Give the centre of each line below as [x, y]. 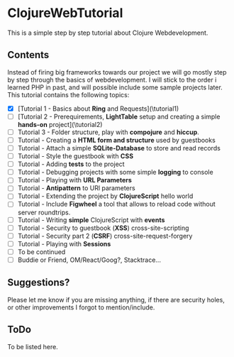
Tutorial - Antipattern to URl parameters [77, 188]
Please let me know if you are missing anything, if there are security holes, [116, 300]
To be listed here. [33, 346]
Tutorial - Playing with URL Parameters [75, 180]
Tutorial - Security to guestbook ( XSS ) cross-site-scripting [103, 228]
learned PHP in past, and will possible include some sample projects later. [115, 87]
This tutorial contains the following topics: [68, 94]
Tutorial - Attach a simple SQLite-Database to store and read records [119, 148]
